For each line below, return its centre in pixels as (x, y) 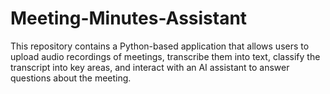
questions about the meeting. (71, 78)
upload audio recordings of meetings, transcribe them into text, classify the (165, 56)
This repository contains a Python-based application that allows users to (160, 46)
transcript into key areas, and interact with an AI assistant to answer (150, 67)
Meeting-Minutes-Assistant (129, 18)
